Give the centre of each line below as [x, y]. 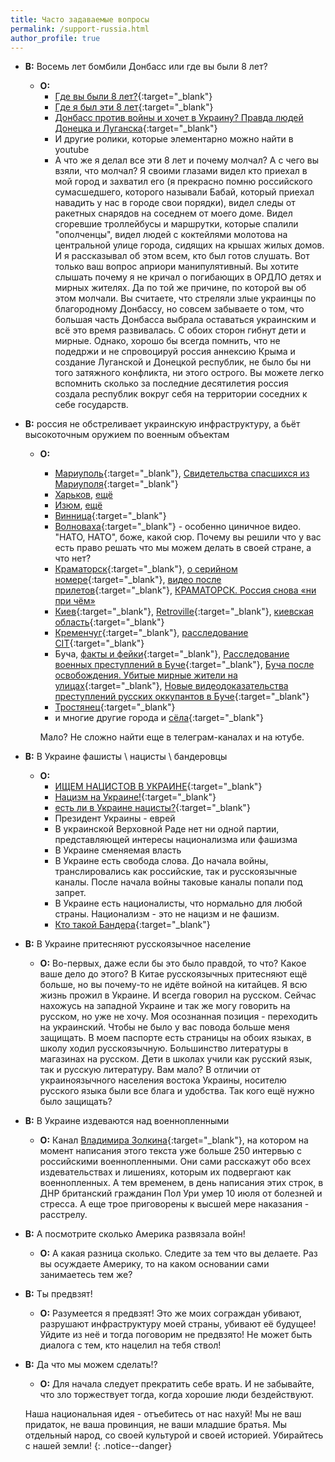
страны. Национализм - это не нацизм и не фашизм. [167, 914]
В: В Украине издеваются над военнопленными [127, 1121]
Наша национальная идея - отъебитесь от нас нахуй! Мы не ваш [163, 1414]
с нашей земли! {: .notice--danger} [98, 1446]
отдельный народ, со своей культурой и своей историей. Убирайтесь [174, 1435]
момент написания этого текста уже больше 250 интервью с [170, 1151]
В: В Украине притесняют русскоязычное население [138, 944]
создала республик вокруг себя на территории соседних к [181, 394]
